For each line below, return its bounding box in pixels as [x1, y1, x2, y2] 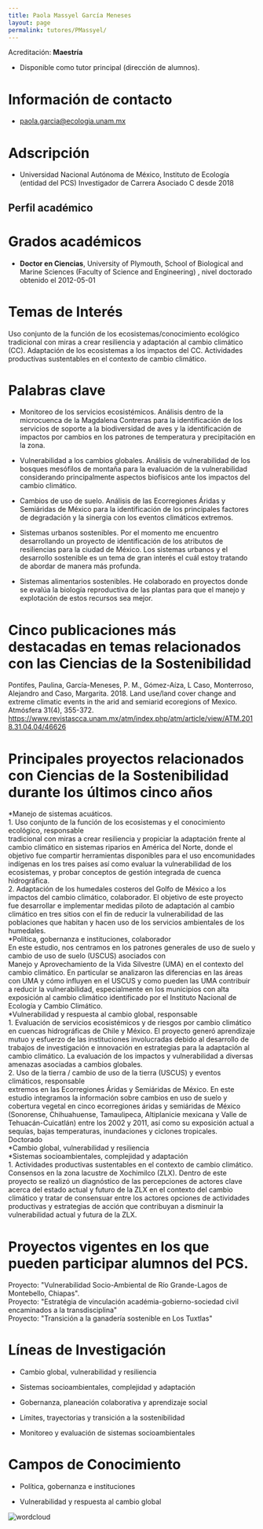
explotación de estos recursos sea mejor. [19, 594, 153, 603]
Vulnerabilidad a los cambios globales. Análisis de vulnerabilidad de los [19, 456, 251, 465]
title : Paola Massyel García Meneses [8, 11, 132, 20]
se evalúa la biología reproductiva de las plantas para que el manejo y [19, 585, 246, 594]
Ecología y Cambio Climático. [8, 1002, 104, 1011]
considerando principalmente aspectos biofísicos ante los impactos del [19, 472, 250, 482]
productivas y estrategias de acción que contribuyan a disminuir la [8, 1202, 224, 1211]
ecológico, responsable [8, 826, 84, 836]
